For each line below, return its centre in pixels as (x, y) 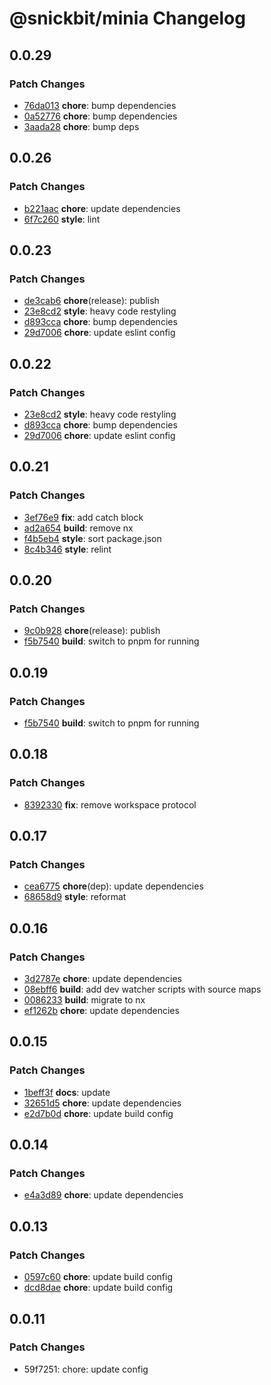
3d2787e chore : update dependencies (102, 979)
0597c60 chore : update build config (98, 1277)
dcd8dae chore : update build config (98, 1288)
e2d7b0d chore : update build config (98, 1113)
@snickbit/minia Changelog (127, 18)
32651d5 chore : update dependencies (102, 1103)
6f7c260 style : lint (62, 219)
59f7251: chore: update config (86, 1369)
